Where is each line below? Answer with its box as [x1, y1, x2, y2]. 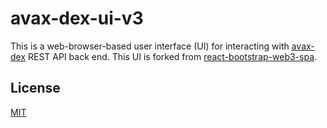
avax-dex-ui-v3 [10, 7, 144, 30]
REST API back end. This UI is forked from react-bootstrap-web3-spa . [28, 50, 318, 62]
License [10, 80, 61, 97]
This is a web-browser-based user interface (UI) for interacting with [10, 40, 290, 52]
